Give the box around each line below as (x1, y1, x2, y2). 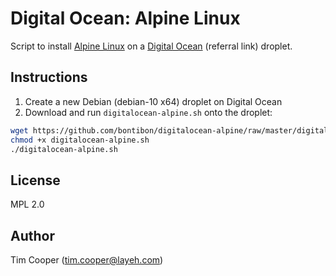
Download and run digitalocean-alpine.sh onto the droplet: (24, 106, 273, 118)
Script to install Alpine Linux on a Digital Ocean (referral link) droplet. (10, 40, 293, 52)
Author (10, 227, 55, 244)
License (10, 172, 61, 189)
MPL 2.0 (10, 198, 45, 211)
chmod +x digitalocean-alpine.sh (10, 135, 150, 145)
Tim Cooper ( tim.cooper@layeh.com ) (10, 254, 164, 266)
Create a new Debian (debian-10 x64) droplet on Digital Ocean (24, 95, 283, 107)
